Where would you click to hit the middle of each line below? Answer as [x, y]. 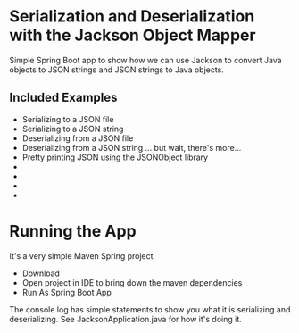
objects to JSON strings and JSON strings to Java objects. [117, 70]
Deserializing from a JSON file [78, 138]
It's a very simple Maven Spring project [81, 255]
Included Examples [63, 98]
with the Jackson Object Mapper [133, 35]
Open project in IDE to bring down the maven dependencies [132, 282]
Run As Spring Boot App [66, 292]
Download [41, 273]
